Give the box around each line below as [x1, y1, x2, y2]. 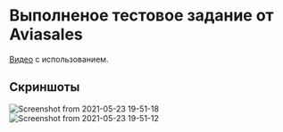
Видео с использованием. [9, 54, 109, 64]
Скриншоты [9, 79, 80, 95]
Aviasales [9, 24, 83, 45]
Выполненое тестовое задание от [9, 5, 274, 26]
